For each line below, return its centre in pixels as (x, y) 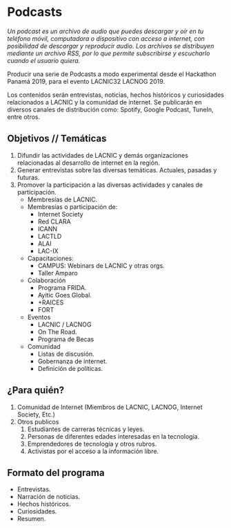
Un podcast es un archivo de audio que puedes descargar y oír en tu (106, 31)
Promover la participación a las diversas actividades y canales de (110, 185)
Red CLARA (54, 221)
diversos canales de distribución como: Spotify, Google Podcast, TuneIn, (110, 109)
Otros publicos (38, 421)
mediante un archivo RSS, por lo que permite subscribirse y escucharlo (109, 53)
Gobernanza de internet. (72, 361)
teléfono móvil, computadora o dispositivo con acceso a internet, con (106, 38)
